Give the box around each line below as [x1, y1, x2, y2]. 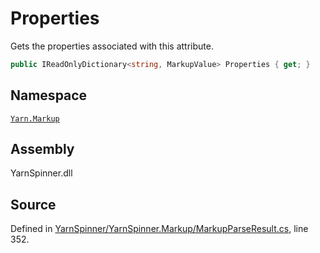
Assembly [10, 141, 75, 158]
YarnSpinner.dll [10, 167, 73, 179]
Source [10, 196, 57, 213]
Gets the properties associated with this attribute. [10, 40, 214, 52]
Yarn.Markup [10, 113, 60, 124]
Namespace [10, 87, 88, 104]
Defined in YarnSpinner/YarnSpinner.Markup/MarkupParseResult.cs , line [10, 223, 309, 235]
